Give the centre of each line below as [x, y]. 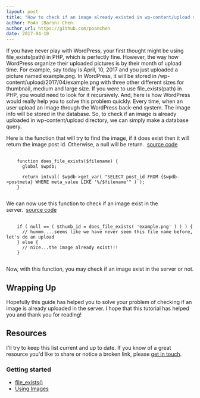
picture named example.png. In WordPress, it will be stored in [81, 76]
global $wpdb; [40, 167]
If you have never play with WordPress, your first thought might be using [95, 51]
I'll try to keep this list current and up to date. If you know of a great [89, 347]
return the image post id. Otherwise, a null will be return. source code [92, 145]
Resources [26, 333]
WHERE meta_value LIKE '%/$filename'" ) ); [90, 182]
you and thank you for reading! [44, 314]
